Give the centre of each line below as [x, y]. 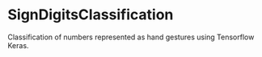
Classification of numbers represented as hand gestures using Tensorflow [131, 37]
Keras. [18, 45]
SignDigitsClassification [91, 15]
